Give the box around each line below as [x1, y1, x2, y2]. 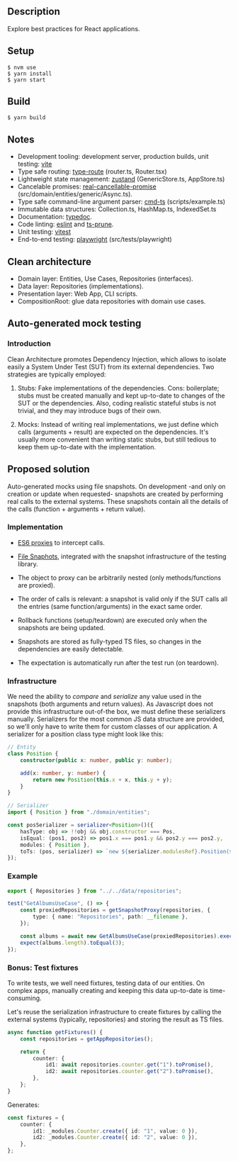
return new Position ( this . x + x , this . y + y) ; [33, 776, 173, 783]
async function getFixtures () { [7, 1028, 103, 1036]
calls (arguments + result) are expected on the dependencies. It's [17, 427, 209, 436]
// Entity [7, 744, 37, 751]
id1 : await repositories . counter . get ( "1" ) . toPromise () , [45, 1061, 214, 1069]
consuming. [7, 994, 42, 1002]
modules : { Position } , [20, 841, 91, 848]
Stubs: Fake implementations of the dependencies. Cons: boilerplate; [17, 383, 220, 392]
